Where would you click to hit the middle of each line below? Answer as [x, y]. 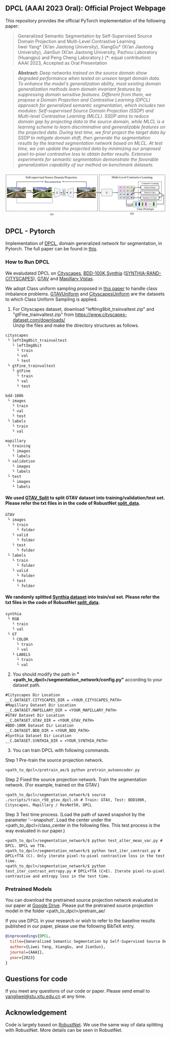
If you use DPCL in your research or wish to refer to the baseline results [80, 921]
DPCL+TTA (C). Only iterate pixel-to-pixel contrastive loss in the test [85, 856]
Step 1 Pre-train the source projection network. [54, 760]
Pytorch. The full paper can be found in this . [51, 249]
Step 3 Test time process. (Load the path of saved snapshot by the [75, 815]
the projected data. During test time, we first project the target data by [92, 132]
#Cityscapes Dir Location [33, 695]
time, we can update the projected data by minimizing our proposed [89, 148]
